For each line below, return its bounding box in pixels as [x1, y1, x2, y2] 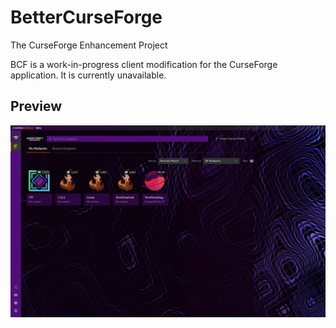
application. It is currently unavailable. [10, 69, 167, 81]
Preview [10, 98, 63, 115]
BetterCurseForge [10, 6, 163, 29]
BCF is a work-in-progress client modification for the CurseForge [10, 58, 278, 70]
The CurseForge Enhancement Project [10, 39, 168, 51]
